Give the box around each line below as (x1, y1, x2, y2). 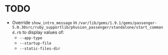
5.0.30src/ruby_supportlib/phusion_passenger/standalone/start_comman (12, 24, 163, 30)
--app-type (19, 35, 43, 40)
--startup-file (19, 40, 51, 45)
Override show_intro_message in (12, 19, 77, 25)
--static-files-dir (19, 46, 61, 51)
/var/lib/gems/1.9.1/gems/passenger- (78, 20, 157, 25)
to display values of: (22, 29, 64, 35)
